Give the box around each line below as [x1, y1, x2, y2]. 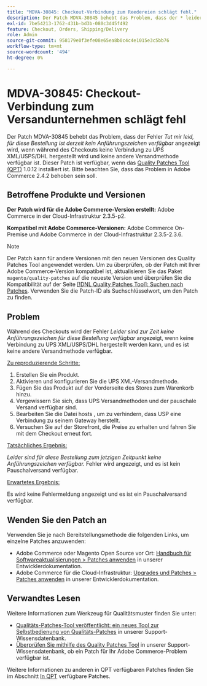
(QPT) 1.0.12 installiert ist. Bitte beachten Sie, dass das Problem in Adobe [7, 165, 191, 172]
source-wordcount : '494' [7, 49, 71, 55]
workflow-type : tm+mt [7, 44, 63, 50]
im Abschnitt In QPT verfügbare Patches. [7, 673, 111, 680]
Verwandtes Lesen [7, 593, 80, 604]
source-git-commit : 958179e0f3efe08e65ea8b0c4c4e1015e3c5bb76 [7, 37, 170, 44]
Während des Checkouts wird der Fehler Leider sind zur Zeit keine [7, 328, 174, 335]
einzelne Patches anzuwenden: [7, 538, 87, 545]
